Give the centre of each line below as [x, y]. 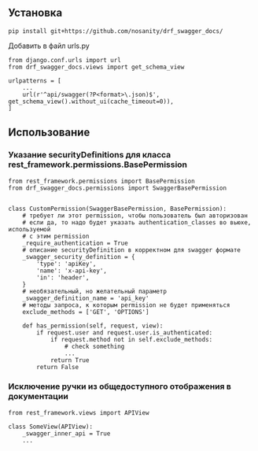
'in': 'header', [63, 277]
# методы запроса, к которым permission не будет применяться [126, 305]
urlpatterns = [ [35, 81]
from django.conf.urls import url [65, 60]
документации [38, 397]
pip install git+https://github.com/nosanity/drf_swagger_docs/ [116, 31]
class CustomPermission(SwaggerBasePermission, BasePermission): [117, 209]
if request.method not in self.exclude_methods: [131, 339]
